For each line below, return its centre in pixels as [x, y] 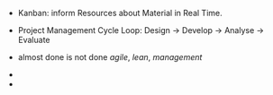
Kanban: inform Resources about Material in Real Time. [120, 13]
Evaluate [34, 40]
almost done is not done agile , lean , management [110, 57]
